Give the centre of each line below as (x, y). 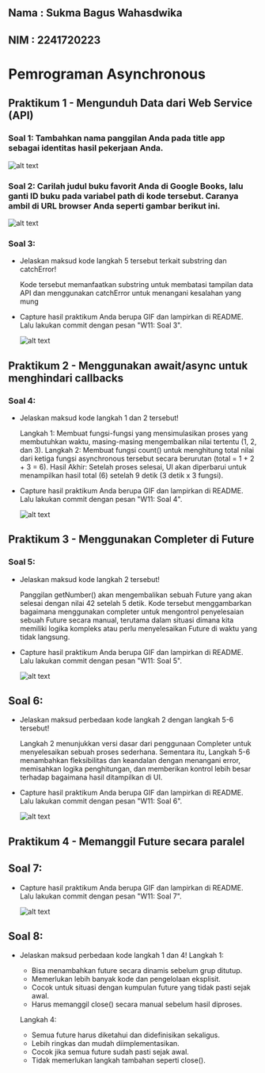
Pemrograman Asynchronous (107, 74)
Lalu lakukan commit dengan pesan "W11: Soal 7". (100, 896)
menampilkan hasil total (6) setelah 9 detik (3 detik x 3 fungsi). (121, 475)
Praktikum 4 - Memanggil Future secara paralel (127, 841)
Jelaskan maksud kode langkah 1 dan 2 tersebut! (99, 418)
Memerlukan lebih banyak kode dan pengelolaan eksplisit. (126, 979)
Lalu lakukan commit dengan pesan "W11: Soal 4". (101, 499)
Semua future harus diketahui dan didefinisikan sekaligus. (125, 1035)
